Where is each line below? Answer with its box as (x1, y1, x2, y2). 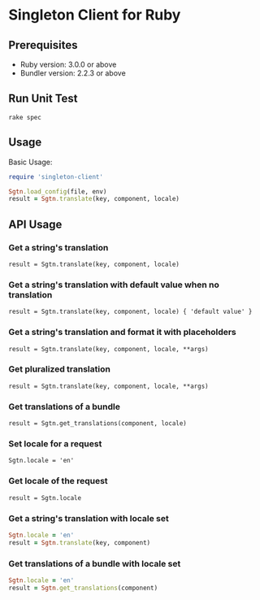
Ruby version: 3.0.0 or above (19, 59, 117, 69)
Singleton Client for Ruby (8, 6, 181, 24)
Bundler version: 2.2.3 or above (19, 68, 126, 78)
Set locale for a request (8, 438, 102, 450)
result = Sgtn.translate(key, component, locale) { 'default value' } (8, 307, 253, 316)
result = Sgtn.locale (8, 493, 82, 502)
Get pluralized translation (8, 363, 111, 375)
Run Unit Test (8, 92, 79, 106)
